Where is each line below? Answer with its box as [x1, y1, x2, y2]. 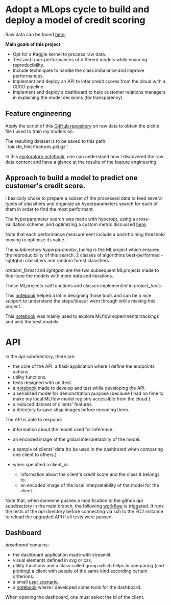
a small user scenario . [12, 579, 59, 585]
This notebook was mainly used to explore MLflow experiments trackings [5, 313, 159, 319]
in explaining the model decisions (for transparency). [12, 94, 124, 100]
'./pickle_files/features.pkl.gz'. [5, 143, 68, 149]
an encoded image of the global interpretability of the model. [12, 436, 141, 442]
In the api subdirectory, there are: [5, 353, 76, 359]
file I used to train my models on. [5, 128, 74, 134]
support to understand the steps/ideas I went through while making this [5, 297, 156, 304]
